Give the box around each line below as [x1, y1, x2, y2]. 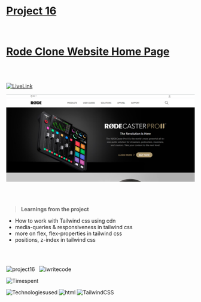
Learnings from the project [20, 206, 89, 213]
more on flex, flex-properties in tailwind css [14, 230, 123, 237]
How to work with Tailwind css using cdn [14, 217, 116, 224]
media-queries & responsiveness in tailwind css [14, 224, 133, 231]
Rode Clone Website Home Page [6, 45, 170, 58]
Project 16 [6, 4, 57, 18]
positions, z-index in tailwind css [14, 236, 96, 244]
